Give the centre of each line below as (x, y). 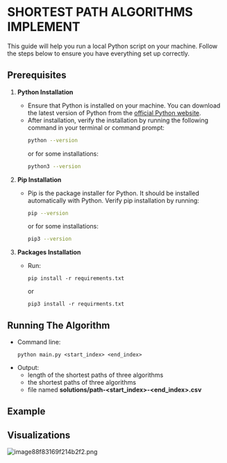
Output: (28, 368)
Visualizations (39, 435)
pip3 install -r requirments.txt (76, 304)
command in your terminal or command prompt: (96, 127)
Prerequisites (37, 75)
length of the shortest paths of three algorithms (95, 375)
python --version (53, 140)
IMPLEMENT (44, 27)
